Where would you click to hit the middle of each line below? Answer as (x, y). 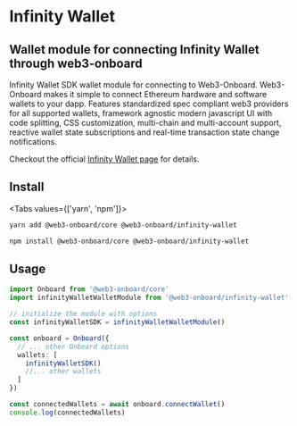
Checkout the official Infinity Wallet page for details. (104, 159)
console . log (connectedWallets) (67, 413)
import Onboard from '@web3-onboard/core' (89, 289)
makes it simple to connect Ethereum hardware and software (155, 94)
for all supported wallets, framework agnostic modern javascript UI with (141, 113)
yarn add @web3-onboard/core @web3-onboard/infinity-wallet (124, 225)
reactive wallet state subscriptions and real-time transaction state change (144, 132)
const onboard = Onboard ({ (59, 338)
